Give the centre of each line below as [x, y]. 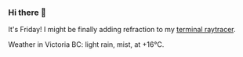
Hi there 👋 [27, 12]
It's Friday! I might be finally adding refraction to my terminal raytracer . [122, 30]
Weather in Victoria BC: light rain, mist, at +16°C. [86, 45]
